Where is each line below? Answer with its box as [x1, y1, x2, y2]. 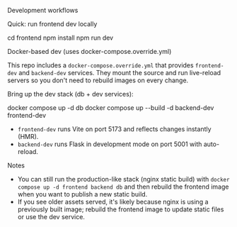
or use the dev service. [17, 213, 85, 221]
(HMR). [17, 133, 39, 140]
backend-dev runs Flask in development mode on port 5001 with [17, 140, 202, 148]
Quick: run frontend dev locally [7, 20, 98, 28]
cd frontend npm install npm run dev [7, 33, 114, 42]
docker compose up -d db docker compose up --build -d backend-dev [7, 104, 214, 112]
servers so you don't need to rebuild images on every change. [7, 76, 189, 84]
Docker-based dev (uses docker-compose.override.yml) [7, 48, 172, 55]
